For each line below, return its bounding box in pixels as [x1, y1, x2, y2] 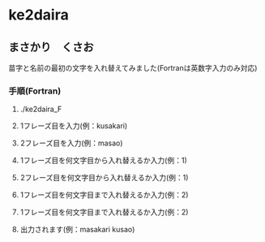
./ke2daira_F [19, 104, 62, 115]
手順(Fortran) [8, 85, 62, 97]
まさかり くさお [8, 40, 94, 54]
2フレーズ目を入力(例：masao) [19, 138, 123, 148]
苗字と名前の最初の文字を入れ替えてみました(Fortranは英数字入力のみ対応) [8, 63, 258, 72]
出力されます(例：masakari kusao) [19, 225, 135, 235]
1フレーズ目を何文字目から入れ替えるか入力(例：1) [19, 156, 188, 166]
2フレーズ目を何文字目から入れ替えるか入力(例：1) [19, 173, 189, 183]
